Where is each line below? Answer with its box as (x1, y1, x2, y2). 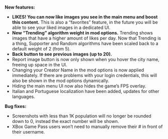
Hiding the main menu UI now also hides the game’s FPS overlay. (12, 83, 146, 89)
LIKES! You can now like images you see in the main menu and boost (12, 14, 158, 19)
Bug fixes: (5, 103, 27, 109)
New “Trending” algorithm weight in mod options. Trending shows (12, 30, 153, 35)
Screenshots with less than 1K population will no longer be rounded (12, 113, 151, 119)
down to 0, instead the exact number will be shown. (12, 118, 119, 124)
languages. (12, 93, 36, 99)
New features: (5, 4, 35, 10)
